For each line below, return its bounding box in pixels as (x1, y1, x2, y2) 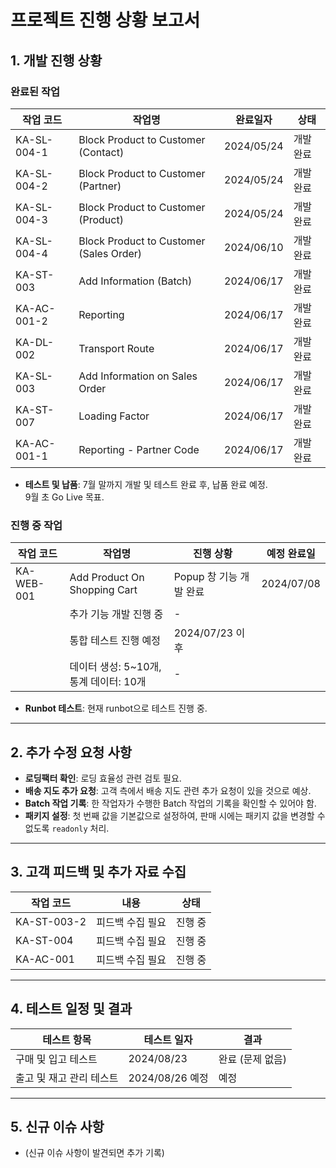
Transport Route (78, 341, 155, 355)
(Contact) (78, 145, 125, 159)
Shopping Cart (69, 583, 138, 597)
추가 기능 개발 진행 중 (69, 607, 164, 621)
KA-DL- (15, 335, 55, 349)
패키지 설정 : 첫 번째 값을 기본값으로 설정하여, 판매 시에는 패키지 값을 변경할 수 (24, 809, 326, 821)
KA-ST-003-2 (15, 914, 87, 928)
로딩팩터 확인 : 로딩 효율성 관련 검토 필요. (24, 772, 182, 784)
